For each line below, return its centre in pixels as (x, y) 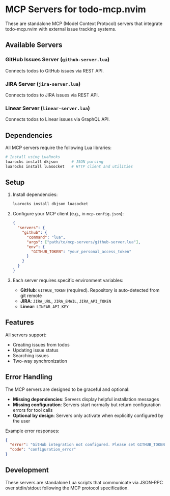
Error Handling (29, 377)
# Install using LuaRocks (33, 157)
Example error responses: (32, 431)
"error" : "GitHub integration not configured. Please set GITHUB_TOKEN (88, 445)
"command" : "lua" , (46, 237)
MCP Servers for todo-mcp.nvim (76, 9)
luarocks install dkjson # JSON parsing (54, 162)
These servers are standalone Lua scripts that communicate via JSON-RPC (84, 482)
